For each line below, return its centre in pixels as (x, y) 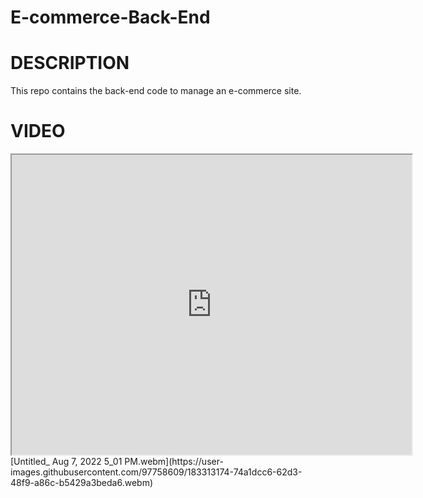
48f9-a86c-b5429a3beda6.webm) (82, 483)
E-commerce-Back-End (110, 17)
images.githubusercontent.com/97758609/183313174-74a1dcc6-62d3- (156, 472)
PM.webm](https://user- (174, 462)
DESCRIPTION (70, 63)
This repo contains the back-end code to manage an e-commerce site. (156, 91)
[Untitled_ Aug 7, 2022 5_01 (66, 462)
